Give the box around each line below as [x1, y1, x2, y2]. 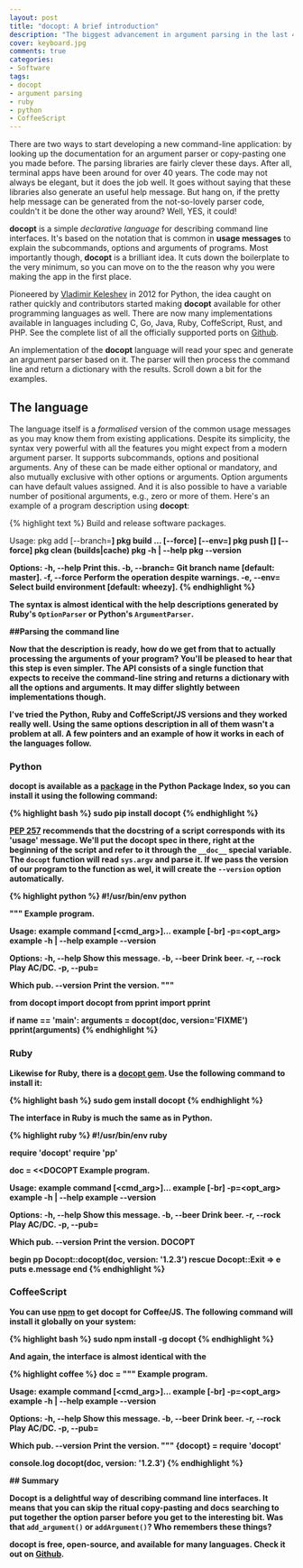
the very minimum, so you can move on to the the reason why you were [9, 262, 275, 273]
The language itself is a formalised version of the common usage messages [9, 423, 291, 434]
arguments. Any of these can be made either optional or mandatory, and [9, 461, 278, 472]
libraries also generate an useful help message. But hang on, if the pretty [9, 187, 280, 198]
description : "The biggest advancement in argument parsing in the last [9, 30, 289, 39]
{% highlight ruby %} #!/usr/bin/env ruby [9, 1129, 168, 1140]
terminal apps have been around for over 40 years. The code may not [9, 168, 268, 179]
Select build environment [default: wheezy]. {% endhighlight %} [9, 581, 255, 592]
